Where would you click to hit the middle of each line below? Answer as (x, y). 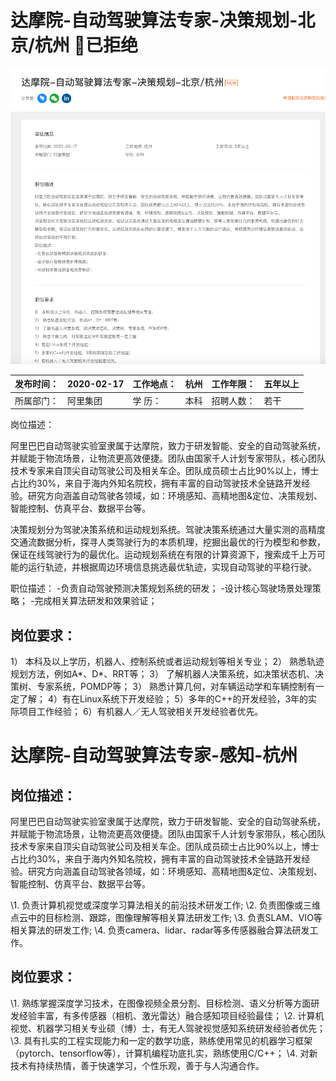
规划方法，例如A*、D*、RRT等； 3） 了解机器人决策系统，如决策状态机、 (162, 674)
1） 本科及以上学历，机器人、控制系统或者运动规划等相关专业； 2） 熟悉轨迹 (167, 662)
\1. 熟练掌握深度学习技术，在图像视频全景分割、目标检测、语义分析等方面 (161, 1003)
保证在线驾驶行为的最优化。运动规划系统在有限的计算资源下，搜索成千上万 (163, 555)
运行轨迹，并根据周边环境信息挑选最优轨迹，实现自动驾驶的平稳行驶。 (172, 567)
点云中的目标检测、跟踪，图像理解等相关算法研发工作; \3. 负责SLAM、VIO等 (166, 918)
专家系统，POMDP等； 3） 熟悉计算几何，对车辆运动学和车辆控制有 (176, 687)
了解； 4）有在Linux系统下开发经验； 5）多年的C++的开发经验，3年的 (163, 699)
